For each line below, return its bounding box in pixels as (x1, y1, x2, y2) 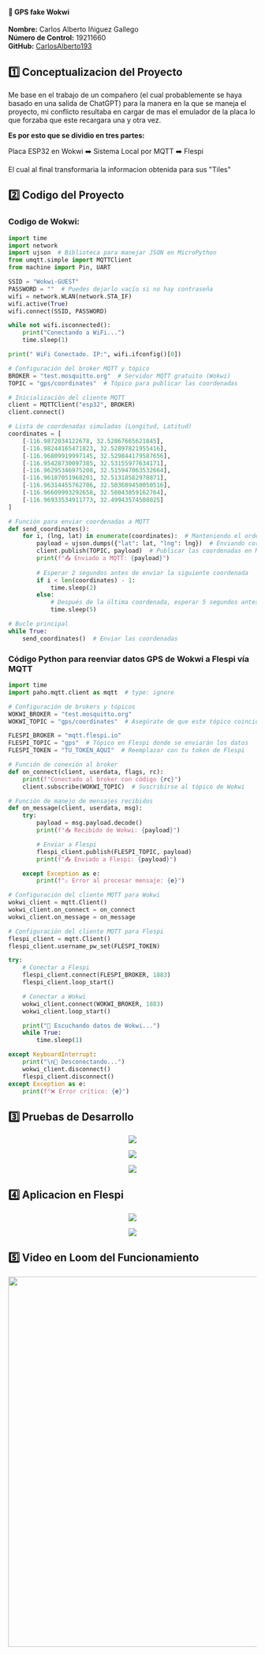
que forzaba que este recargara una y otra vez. (8, 115, 162, 125)
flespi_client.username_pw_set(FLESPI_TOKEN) (8, 942, 160, 950)
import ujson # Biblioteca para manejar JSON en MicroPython (8, 249, 217, 257)
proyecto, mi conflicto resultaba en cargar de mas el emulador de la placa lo (8, 107, 256, 117)
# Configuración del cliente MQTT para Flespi (8, 927, 164, 935)
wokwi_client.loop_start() (22, 1007, 111, 1015)
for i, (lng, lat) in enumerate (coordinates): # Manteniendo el (22, 532, 242, 540)
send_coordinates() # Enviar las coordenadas (22, 634, 178, 642)
